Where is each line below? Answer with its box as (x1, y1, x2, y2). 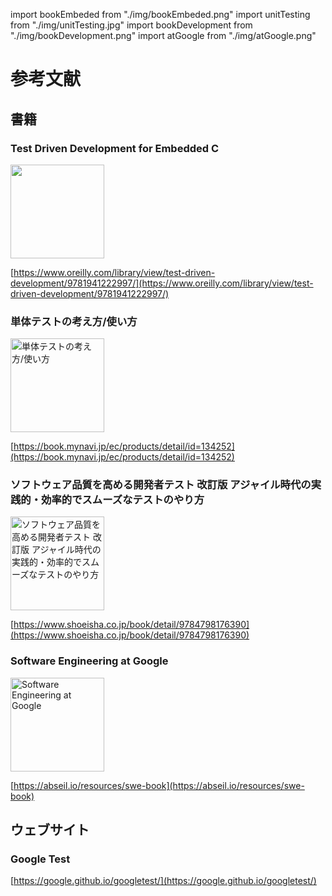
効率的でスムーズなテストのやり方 (41, 493, 205, 507)
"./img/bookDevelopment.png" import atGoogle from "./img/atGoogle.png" (10, 30, 317, 41)
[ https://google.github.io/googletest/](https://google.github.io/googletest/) (10, 875, 317, 887)
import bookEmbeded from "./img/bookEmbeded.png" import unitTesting (10, 9, 311, 20)
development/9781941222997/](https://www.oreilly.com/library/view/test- (10, 277, 314, 289)
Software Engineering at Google (10, 654, 169, 668)
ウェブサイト (10, 822, 90, 839)
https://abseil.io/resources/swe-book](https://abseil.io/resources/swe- (13, 779, 305, 791)
